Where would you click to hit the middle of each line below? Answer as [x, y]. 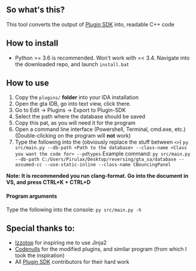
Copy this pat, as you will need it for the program [75, 123]
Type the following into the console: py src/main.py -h [74, 209]
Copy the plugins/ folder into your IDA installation [77, 97]
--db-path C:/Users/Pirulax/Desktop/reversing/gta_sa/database [96, 160]
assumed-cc [28, 165]
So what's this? [36, 10]
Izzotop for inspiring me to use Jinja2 [61, 243]
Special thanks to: [40, 229]
